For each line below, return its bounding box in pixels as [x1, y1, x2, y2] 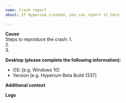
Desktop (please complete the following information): [5, 57, 121, 63]
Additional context [5, 82, 46, 88]
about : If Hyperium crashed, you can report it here [5, 12, 120, 17]
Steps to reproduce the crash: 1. [5, 36, 72, 42]
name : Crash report [5, 7, 47, 13]
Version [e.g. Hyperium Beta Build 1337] [12, 72, 97, 78]
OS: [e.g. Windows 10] [12, 67, 60, 73]
